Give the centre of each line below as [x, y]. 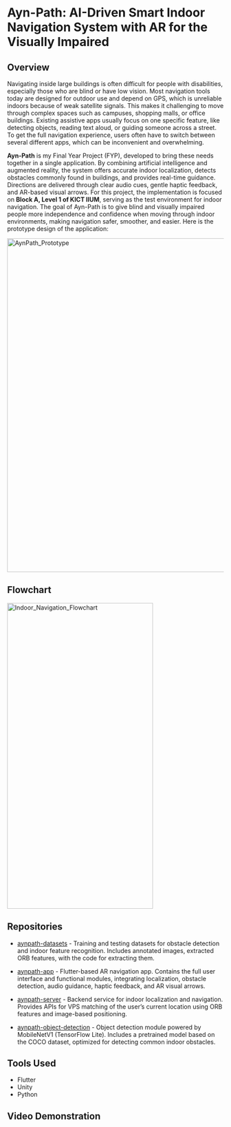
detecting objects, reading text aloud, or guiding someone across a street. [112, 128]
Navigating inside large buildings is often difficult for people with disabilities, [115, 84]
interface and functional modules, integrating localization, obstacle [112, 978]
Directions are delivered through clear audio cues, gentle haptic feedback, [112, 185]
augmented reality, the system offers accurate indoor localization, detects [112, 170]
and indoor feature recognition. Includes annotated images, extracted [115, 950]
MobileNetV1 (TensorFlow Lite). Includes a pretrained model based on [116, 1034]
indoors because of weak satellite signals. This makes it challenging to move [115, 106]
